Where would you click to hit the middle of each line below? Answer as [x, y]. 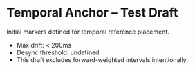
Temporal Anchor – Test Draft [92, 13]
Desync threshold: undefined [58, 52]
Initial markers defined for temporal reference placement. [88, 32]
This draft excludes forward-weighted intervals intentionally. [102, 59]
